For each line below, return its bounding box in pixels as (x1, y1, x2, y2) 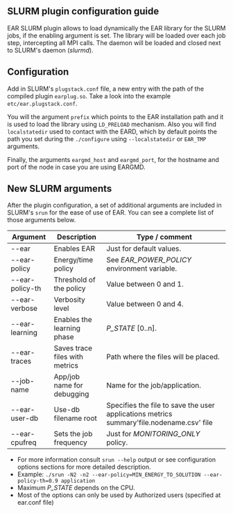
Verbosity (53, 295, 85, 305)
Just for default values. (106, 244, 182, 253)
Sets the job (53, 429, 93, 439)
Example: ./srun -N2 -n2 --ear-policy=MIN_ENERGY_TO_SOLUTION (17, 470, 201, 478)
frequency (53, 438, 88, 447)
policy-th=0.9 (17, 478, 58, 485)
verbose (10, 304, 38, 314)
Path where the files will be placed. (106, 352, 220, 362)
